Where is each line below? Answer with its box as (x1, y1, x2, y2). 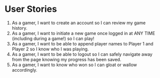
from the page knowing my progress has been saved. (11, 56, 121, 62)
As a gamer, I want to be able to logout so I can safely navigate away (11, 51, 153, 57)
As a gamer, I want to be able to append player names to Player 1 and (11, 40, 154, 46)
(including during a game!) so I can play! (11, 36, 95, 41)
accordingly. (11, 67, 38, 73)
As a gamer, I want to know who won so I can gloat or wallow (11, 62, 137, 68)
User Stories (4, 3, 57, 15)
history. (11, 25, 28, 31)
